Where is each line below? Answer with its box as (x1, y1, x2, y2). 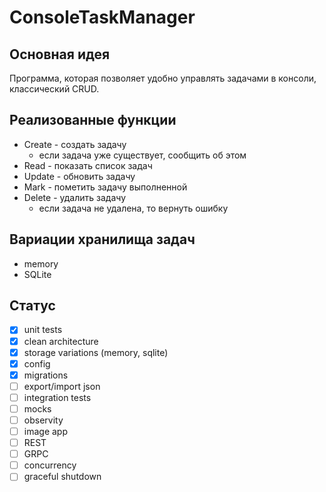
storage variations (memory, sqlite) (23, 346, 169, 358)
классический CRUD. (9, 83, 100, 95)
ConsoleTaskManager (9, 6, 196, 29)
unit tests (23, 324, 63, 336)
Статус (9, 297, 56, 315)
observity (23, 414, 64, 426)
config (23, 357, 51, 370)
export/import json (23, 380, 101, 392)
